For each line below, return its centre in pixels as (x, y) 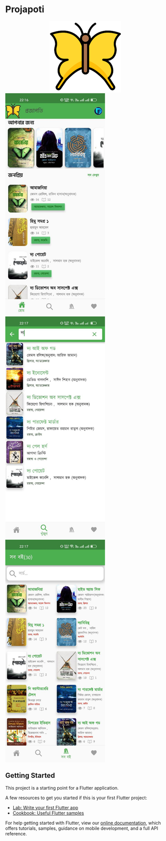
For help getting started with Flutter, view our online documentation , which (83, 823)
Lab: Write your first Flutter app (45, 807)
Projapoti (25, 9)
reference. (16, 833)
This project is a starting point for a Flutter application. (62, 788)
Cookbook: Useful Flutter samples (48, 813)
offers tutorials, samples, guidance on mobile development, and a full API (82, 828)
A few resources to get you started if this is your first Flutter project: (76, 798)
